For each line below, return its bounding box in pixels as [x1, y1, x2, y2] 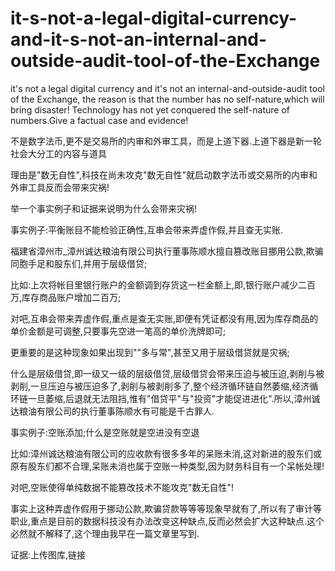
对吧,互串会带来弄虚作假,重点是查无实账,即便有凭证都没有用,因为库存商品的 [10, 312, 319, 324]
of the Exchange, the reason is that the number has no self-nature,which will [10, 93, 325, 105]
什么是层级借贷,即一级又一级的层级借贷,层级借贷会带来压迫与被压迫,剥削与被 [10, 367, 325, 379]
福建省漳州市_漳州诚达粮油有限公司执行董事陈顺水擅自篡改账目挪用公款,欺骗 [10, 245, 324, 257]
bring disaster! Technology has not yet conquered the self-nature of [10, 103, 290, 116]
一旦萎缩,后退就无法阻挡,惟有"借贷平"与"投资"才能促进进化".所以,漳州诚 [27, 392, 321, 404]
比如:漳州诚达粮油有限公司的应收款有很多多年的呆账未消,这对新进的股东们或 [10, 447, 323, 459]
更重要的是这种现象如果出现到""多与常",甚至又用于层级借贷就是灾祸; [10, 346, 290, 358]
